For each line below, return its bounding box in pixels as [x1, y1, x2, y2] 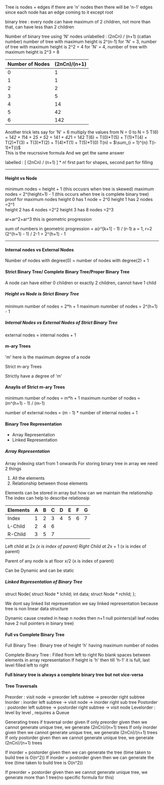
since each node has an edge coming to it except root [5, 9, 114, 15]
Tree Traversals [5, 683, 38, 689]
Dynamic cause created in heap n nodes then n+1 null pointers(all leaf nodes [5, 615, 159, 621]
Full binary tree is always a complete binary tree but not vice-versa [5, 672, 143, 678]
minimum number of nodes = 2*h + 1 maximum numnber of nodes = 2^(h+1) [5, 303, 158, 309]
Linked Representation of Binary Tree [5, 579, 82, 584]
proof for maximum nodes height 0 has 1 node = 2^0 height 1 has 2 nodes [5, 197, 153, 202]
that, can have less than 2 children [5, 24, 74, 30]
